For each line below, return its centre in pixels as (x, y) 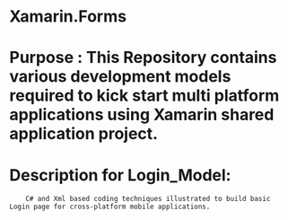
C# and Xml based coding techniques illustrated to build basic (148, 199)
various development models (120, 77)
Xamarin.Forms (68, 17)
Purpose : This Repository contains (143, 58)
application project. (84, 134)
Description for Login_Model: (120, 175)
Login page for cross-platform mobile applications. (110, 207)
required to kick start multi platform (144, 96)
